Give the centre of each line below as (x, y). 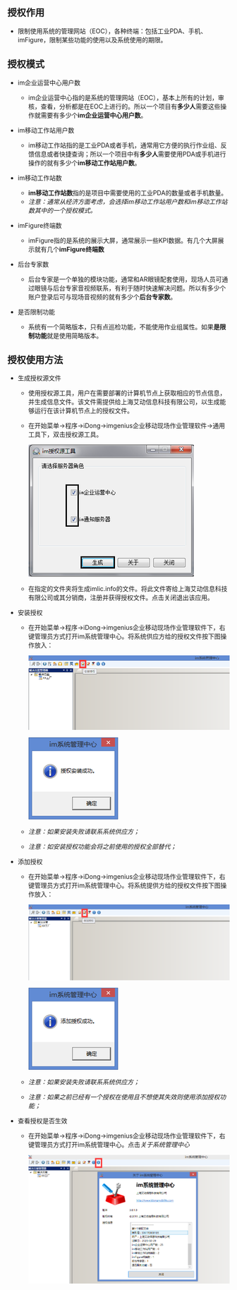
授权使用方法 (35, 360)
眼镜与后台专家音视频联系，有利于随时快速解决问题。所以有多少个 (130, 288)
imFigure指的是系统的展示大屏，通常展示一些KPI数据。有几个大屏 (123, 240)
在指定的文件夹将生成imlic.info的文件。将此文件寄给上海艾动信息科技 (128, 589)
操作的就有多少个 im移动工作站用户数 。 (84, 163)
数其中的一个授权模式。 (62, 210)
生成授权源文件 (39, 378)
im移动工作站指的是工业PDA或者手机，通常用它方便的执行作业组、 (124, 145)
